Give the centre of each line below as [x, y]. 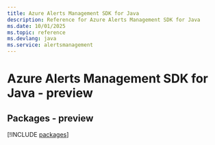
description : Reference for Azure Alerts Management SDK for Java [104, 20]
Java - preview [50, 93]
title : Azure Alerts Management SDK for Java [73, 13]
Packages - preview [50, 118]
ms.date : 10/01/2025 [37, 26]
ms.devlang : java [32, 39]
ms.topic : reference [37, 32]
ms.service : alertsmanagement [50, 45]
